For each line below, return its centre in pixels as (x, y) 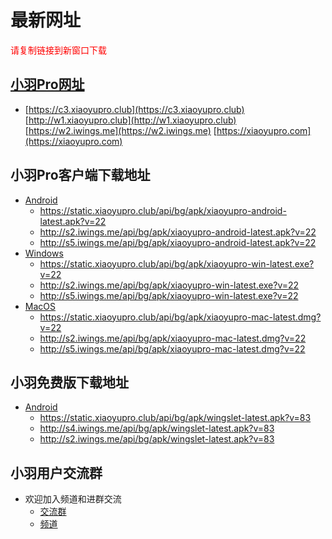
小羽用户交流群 (56, 472)
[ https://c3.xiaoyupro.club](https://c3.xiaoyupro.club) (134, 109)
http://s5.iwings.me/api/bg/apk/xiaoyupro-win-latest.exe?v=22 (169, 295)
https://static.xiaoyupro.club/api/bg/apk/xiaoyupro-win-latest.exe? (177, 263)
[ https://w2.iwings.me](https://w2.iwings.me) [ (120, 130)
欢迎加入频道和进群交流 (73, 499)
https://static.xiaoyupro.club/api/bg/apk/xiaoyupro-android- (163, 210)
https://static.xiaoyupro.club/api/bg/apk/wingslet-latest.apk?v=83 (175, 418)
